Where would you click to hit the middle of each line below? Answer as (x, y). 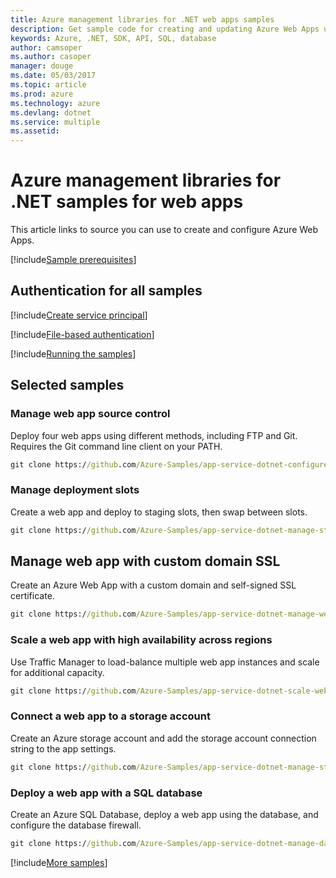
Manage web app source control (90, 414)
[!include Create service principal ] (79, 315)
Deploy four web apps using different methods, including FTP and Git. (154, 435)
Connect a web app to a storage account (110, 716)
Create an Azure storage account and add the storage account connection (163, 738)
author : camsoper (46, 47)
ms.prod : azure (42, 94)
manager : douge (42, 66)
